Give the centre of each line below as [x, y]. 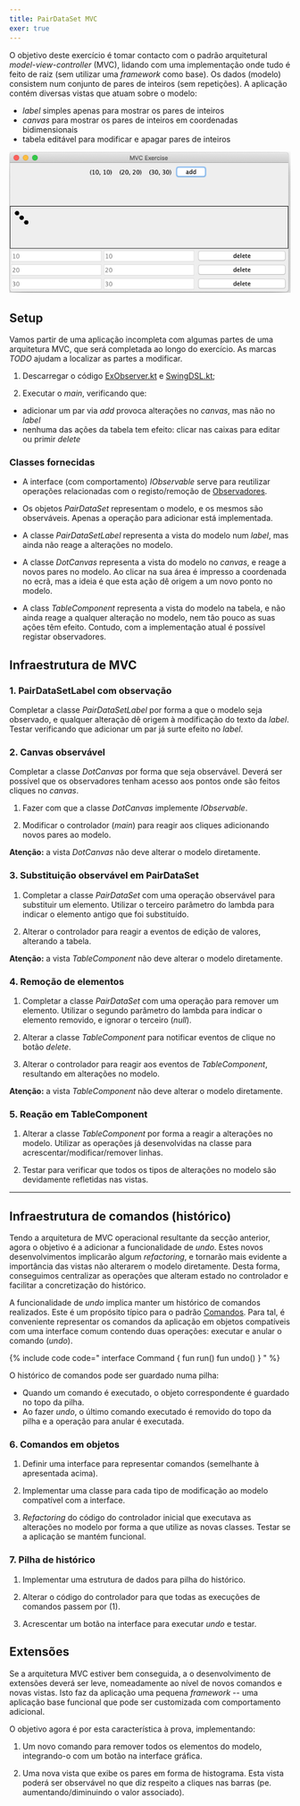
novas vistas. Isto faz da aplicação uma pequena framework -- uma [134, 1692]
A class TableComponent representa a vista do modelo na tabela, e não [154, 608]
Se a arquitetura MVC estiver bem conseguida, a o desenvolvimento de [140, 1673]
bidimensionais [50, 129]
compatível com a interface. [74, 1501]
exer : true [29, 28]
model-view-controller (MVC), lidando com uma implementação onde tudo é [150, 64]
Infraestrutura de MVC [73, 665]
